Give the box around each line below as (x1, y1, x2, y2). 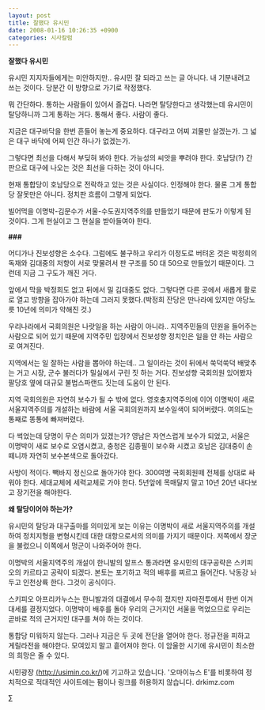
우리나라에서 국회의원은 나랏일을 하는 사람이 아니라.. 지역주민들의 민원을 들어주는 (8, 322, 258, 331)
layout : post (8, 11, 51, 20)
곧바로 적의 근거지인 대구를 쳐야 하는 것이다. (8, 614, 144, 624)
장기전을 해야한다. (16, 488, 72, 497)
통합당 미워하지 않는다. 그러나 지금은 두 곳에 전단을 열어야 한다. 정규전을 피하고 (8, 631, 251, 640)
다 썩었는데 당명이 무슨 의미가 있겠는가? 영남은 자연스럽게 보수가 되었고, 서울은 (8, 432, 251, 441)
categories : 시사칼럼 (8, 33, 73, 42)
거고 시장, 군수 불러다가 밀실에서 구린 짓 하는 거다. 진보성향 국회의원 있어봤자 (16, 368, 253, 378)
